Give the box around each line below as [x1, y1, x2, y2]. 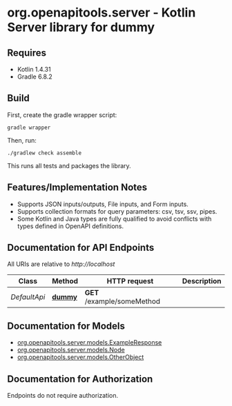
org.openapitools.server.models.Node [17, 346, 126, 354]
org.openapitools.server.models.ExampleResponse [17, 338, 162, 347]
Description [182, 276, 222, 286]
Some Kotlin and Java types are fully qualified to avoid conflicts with [17, 214, 212, 223]
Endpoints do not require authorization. [7, 392, 119, 400]
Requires [7, 47, 47, 59]
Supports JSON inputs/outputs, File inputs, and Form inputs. [17, 200, 188, 208]
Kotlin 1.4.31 [17, 65, 51, 73]
